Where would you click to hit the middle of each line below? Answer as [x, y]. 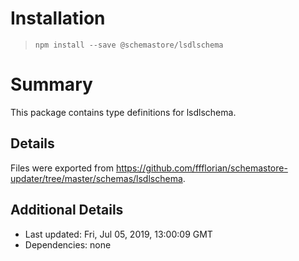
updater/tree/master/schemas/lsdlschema [96, 178]
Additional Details [67, 210]
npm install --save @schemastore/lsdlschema [129, 45]
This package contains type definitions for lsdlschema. [123, 112]
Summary [51, 84]
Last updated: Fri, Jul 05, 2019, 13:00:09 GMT [118, 234]
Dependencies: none [68, 244]
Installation [58, 18]
